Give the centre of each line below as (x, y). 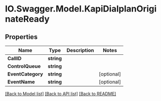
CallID (15, 58)
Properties (21, 37)
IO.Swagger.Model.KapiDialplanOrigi (81, 9)
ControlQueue (24, 66)
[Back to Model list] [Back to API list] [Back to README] (61, 94)
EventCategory (25, 74)
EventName (21, 82)
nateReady (27, 19)
